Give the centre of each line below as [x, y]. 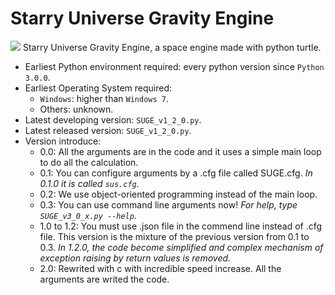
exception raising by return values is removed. [135, 258]
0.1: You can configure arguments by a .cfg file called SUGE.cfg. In [176, 173]
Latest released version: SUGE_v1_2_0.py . [108, 130]
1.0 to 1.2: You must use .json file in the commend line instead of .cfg [181, 226]
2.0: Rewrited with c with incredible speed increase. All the [160, 268]
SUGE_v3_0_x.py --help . [88, 215]
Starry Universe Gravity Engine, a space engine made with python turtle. [172, 47]
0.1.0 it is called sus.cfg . [89, 183]
